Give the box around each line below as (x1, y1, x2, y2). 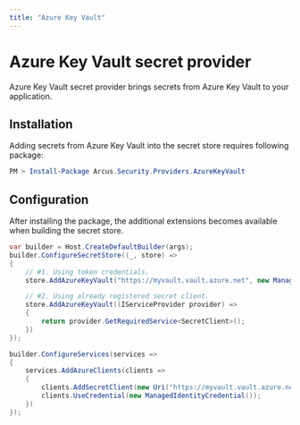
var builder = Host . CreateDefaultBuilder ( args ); (9, 242, 194, 251)
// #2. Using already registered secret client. (25, 292, 210, 301)
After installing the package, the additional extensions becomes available (9, 216, 279, 226)
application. (9, 90, 53, 101)
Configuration (9, 191, 89, 207)
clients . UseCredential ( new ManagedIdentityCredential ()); (41, 391, 262, 401)
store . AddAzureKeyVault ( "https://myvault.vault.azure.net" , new (25, 276, 270, 285)
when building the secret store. (9, 225, 124, 236)
